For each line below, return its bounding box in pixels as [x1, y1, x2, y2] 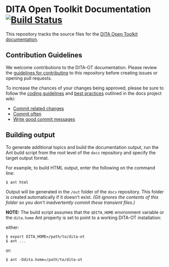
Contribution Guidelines [6, 51, 82, 60]
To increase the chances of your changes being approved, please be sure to [6, 85, 164, 91]
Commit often [13, 111, 42, 117]
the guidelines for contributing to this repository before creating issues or [6, 70, 158, 76]
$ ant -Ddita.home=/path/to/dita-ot [6, 257, 82, 262]
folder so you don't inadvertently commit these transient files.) [6, 199, 135, 205]
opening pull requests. [6, 75, 52, 81]
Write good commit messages [13, 116, 75, 122]
